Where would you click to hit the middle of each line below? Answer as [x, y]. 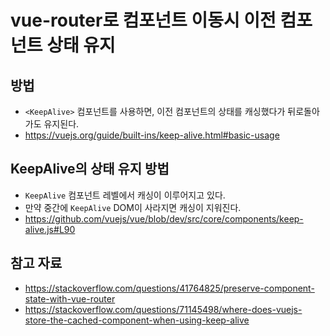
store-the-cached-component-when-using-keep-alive [137, 320]
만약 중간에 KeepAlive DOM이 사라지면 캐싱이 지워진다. [133, 207]
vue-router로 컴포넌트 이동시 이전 [143, 20]
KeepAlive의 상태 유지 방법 [90, 169]
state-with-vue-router [70, 298]
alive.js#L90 [50, 229]
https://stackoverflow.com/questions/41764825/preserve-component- [169, 288]
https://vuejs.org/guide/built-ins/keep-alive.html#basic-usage [152, 135]
